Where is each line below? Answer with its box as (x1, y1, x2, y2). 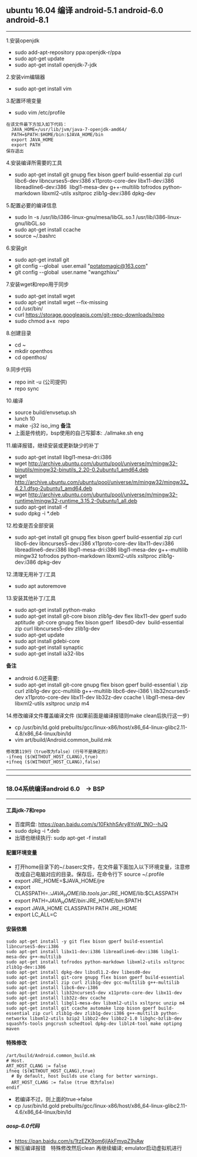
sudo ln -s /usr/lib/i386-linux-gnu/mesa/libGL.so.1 (14, 213, 135, 220)
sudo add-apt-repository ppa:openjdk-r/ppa (14, 49, 121, 56)
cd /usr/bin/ (14, 305, 43, 312)
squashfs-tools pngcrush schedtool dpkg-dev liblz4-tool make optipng (6, 1021, 182, 1027)
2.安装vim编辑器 (6, 73, 46, 80)
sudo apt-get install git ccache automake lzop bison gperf (6, 1005, 157, 1011)
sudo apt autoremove (14, 582, 66, 589)
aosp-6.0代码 (6, 1122, 40, 1129)
